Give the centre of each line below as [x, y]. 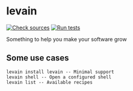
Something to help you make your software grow [67, 39]
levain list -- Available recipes [50, 82]
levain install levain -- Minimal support [60, 72]
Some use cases [38, 58]
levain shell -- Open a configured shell [59, 77]
